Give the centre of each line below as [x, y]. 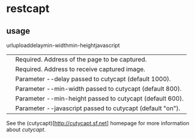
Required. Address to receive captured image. [80, 69]
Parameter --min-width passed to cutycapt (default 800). [99, 89]
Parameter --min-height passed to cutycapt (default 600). [100, 98]
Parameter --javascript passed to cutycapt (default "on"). [98, 108]
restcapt [28, 9]
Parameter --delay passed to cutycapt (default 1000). [93, 79]
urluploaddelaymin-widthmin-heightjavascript [63, 45]
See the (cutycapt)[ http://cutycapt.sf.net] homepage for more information [98, 123]
